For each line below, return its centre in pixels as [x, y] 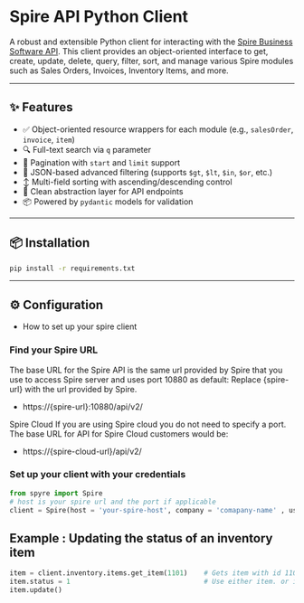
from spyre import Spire [56, 493]
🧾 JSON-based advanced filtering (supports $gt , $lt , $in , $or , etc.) [147, 172]
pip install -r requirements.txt [72, 269]
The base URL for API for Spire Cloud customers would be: [119, 433]
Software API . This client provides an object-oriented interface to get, [139, 51]
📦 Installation [50, 243]
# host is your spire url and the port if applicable [113, 502]
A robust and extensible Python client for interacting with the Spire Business [151, 42]
